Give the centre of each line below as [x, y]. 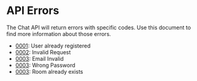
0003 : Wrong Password [45, 65]
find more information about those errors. [59, 33]
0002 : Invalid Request [43, 52]
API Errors [33, 11]
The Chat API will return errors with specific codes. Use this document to [99, 27]
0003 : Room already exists [49, 71]
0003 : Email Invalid [40, 58]
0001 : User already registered [53, 46]
